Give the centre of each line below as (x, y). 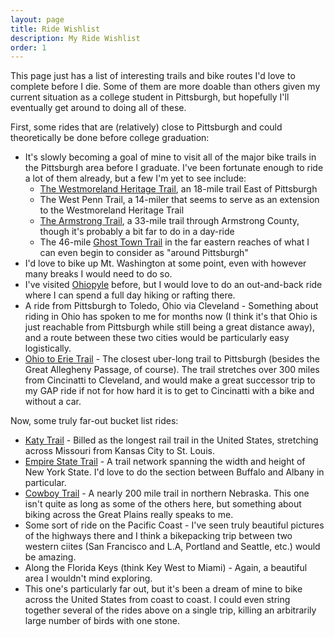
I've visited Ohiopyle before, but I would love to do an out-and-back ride (173, 285)
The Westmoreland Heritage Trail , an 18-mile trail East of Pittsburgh (178, 189)
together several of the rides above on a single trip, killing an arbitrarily (170, 610)
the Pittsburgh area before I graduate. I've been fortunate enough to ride (174, 168)
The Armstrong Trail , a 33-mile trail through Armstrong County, (169, 221)
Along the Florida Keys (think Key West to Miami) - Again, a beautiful (166, 568)
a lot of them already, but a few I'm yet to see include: (135, 178)
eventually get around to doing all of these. (98, 108)
